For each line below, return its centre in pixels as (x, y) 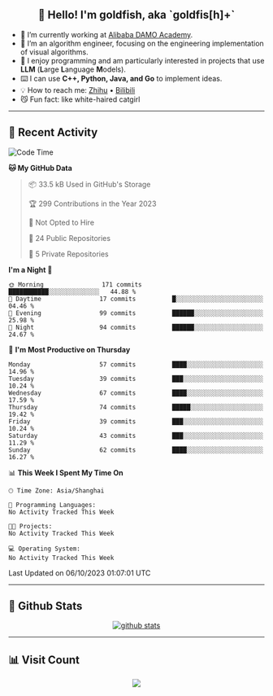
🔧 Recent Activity (53, 132)
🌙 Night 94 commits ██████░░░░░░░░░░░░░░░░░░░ (136, 327)
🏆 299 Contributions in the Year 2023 (92, 204)
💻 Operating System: (45, 549)
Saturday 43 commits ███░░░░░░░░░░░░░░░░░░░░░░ (136, 436)
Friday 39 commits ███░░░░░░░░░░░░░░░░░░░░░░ (136, 421)
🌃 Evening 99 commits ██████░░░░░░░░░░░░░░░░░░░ (136, 313)
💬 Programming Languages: (52, 505)
